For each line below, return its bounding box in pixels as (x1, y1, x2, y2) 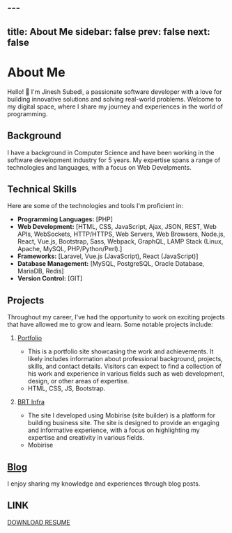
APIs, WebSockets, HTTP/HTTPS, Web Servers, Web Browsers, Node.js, (17, 230, 225, 239)
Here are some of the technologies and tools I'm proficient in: (7, 202, 183, 210)
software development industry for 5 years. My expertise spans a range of (7, 156, 221, 164)
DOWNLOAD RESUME (7, 518, 71, 526)
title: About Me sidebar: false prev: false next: (7, 26, 210, 38)
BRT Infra (17, 398, 45, 406)
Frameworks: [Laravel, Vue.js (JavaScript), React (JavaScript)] (17, 252, 199, 260)
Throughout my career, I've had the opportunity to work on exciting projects (7, 313, 225, 321)
